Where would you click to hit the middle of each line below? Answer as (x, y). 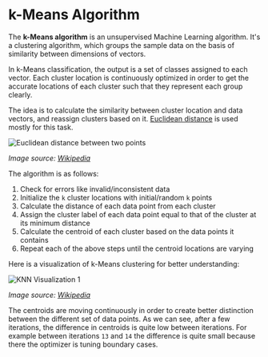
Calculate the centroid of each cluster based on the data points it (127, 231)
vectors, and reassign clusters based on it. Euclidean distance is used (123, 118)
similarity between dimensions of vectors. (77, 54)
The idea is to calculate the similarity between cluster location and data (126, 110)
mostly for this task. (41, 127)
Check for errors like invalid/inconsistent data (95, 188)
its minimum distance (55, 223)
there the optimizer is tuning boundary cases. (83, 344)
